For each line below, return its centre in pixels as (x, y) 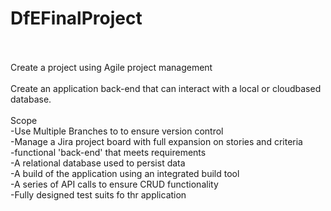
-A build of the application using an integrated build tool (125, 173)
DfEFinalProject (76, 18)
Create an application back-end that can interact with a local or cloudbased (166, 88)
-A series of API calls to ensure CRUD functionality (114, 184)
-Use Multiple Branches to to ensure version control (117, 131)
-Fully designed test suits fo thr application (98, 194)
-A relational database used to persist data (98, 163)
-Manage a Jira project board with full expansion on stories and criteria (156, 141)
